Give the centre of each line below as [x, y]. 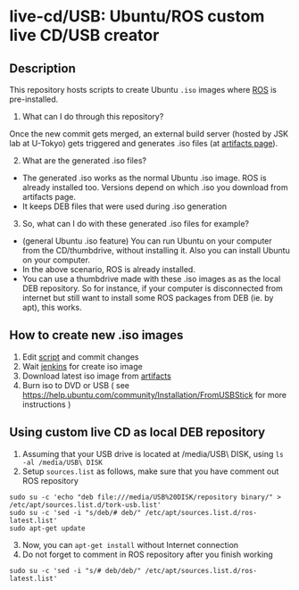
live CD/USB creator [84, 35]
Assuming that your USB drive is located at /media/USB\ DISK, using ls [153, 453]
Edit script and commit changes [81, 357]
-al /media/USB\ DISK [62, 462]
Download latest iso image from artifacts [96, 376]
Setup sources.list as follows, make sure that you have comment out [150, 471]
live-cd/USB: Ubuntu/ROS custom [137, 17]
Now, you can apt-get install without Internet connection [130, 544]
